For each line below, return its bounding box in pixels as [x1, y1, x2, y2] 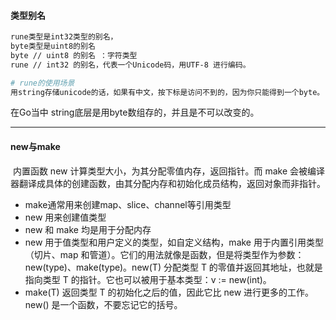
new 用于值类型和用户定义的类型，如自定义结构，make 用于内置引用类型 [24, 236, 324, 248]
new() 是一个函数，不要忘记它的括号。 [24, 298, 183, 310]
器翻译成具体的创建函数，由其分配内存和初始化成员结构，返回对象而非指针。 [10, 177, 326, 189]
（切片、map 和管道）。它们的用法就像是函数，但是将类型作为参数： [24, 248, 305, 260]
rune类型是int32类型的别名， [10, 32, 118, 42]
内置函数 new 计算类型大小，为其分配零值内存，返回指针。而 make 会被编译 [12, 165, 325, 177]
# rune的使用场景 [10, 78, 75, 88]
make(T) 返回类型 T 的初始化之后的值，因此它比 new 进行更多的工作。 [24, 286, 315, 298]
